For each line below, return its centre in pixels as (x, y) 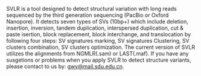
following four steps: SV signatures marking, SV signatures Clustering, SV (98, 41)
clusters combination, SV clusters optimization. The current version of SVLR (101, 47)
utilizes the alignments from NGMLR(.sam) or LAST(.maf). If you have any (97, 53)
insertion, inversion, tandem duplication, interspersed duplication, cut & (95, 28)
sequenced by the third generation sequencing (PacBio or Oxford (88, 15)
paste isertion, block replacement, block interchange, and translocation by (99, 34)
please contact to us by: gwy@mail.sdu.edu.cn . (65, 66)
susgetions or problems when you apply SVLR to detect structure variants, (99, 60)
